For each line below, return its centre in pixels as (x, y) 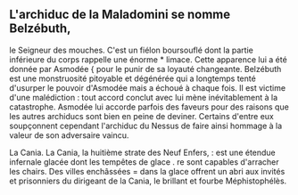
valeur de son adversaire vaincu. (69, 135)
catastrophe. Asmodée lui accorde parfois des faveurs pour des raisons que (149, 107)
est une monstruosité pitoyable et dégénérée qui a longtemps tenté (132, 78)
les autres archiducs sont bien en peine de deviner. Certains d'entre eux (142, 116)
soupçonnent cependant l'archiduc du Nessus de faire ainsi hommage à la (146, 126)
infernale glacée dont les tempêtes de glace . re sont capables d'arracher (144, 162)
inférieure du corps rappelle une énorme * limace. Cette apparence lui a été (148, 59)
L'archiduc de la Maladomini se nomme (120, 15)
